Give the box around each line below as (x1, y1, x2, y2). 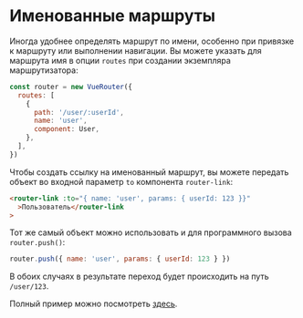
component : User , (33, 125, 100, 134)
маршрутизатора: (9, 65, 79, 76)
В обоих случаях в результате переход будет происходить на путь (9, 271, 269, 282)
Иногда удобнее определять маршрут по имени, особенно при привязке (9, 36, 295, 46)
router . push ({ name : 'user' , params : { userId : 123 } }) (9, 254, 231, 264)
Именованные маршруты (9, 5, 216, 26)
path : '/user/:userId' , (33, 108, 125, 117)
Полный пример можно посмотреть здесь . (9, 298, 178, 310)
